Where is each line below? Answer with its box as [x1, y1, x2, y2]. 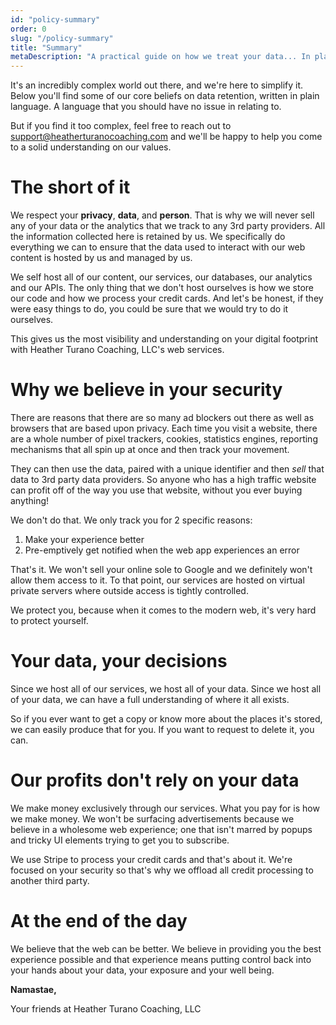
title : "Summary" [10, 42, 83, 53]
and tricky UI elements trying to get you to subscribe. [10, 834, 230, 846]
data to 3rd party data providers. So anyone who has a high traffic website [10, 474, 317, 485]
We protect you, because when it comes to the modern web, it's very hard [10, 604, 317, 616]
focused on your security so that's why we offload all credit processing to [10, 864, 314, 876]
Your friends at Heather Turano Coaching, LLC [10, 1002, 202, 1015]
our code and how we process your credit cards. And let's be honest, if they [10, 292, 324, 305]
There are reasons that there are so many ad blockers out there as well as [10, 412, 315, 423]
